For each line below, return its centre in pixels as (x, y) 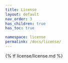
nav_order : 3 (19, 19)
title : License (21, 10)
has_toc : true (20, 28)
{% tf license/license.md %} (34, 56)
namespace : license (25, 37)
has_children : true (25, 24)
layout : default (22, 14)
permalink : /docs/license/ (33, 42)
